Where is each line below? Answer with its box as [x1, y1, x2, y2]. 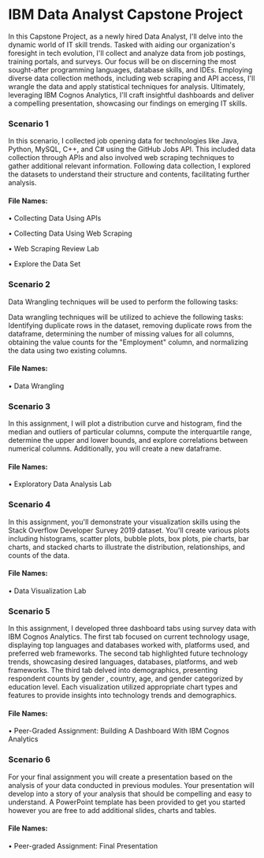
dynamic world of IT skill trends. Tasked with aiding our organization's [8, 39, 236, 49]
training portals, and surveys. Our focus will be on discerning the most [8, 57, 236, 66]
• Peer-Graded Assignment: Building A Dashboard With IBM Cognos [8, 726, 230, 736]
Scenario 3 [8, 400, 51, 411]
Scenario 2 [8, 279, 51, 290]
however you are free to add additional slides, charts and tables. [8, 805, 217, 815]
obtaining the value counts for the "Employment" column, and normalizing [8, 337, 248, 347]
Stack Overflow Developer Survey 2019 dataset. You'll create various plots [8, 526, 250, 535]
